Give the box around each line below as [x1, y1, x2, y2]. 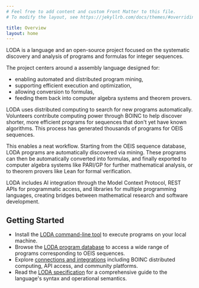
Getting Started [6, 215, 65, 225]
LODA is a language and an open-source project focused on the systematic [6, 47, 190, 54]
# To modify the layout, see [6, 14, 78, 20]
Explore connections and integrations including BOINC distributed [14, 256, 176, 263]
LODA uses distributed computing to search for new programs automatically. [6, 106, 193, 113]
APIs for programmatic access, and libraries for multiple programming [6, 186, 176, 193]
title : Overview [6, 25, 46, 31]
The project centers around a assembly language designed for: [6, 64, 160, 72]
